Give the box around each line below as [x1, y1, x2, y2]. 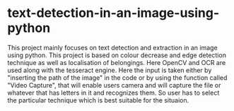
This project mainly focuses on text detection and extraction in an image [7, 43, 218, 52]
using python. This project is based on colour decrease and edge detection [7, 51, 226, 59]
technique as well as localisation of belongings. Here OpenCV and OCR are [7, 58, 226, 66]
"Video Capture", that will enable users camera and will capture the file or [7, 81, 221, 89]
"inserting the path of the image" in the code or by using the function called [7, 73, 228, 82]
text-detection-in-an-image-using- [7, 5, 220, 21]
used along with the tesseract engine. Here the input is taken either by [7, 66, 212, 74]
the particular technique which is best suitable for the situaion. [7, 95, 189, 104]
